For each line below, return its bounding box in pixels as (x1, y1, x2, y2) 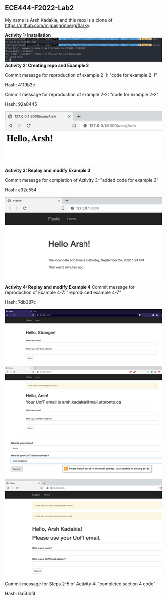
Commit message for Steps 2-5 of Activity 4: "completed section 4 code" (5, 581, 156, 587)
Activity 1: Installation (5, 32, 51, 38)
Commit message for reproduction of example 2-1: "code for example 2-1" (5, 72, 158, 78)
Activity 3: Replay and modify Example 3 (5, 167, 91, 174)
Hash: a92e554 (5, 187, 37, 193)
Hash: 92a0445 (5, 101, 37, 107)
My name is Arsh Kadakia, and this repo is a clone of (5, 17, 113, 23)
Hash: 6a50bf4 (5, 591, 36, 597)
